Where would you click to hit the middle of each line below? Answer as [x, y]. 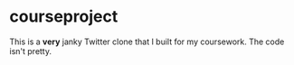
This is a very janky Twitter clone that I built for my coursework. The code [147, 42]
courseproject [64, 17]
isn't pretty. [31, 51]
